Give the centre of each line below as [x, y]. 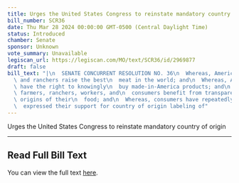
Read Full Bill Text [47, 156]
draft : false [27, 67]
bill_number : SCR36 [36, 21]
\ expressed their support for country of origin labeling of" [111, 106]
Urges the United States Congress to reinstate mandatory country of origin [117, 126]
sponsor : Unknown [33, 47]
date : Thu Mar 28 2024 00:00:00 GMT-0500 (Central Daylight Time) [108, 27]
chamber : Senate [31, 40]
